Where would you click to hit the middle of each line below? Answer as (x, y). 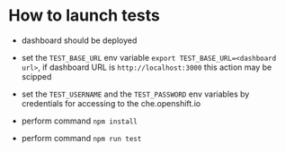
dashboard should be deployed (79, 40)
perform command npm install (80, 121)
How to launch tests (85, 16)
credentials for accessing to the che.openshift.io (111, 103)
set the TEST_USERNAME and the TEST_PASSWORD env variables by (135, 94)
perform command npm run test (81, 138)
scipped (36, 76)
